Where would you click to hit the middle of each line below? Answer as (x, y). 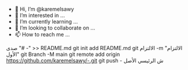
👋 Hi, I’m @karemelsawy (44, 9)
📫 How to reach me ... (42, 34)
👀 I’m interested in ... (40, 15)
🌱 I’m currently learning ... (46, 21)
